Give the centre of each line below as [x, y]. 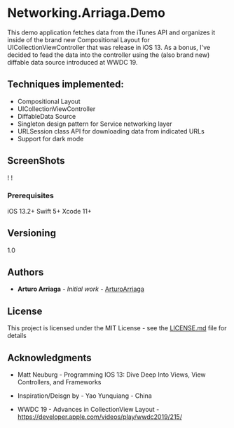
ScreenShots [36, 161]
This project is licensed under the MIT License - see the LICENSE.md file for [117, 328]
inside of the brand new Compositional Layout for [78, 39]
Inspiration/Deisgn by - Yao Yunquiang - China [84, 396]
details [17, 336]
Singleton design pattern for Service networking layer [95, 124]
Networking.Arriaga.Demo [87, 13]
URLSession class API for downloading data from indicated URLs [111, 131]
